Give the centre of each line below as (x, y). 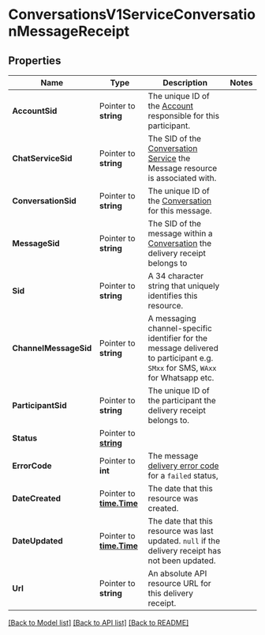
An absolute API (177, 573)
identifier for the (177, 338)
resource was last (181, 531)
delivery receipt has (185, 551)
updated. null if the (184, 541)
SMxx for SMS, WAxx (182, 368)
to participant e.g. (181, 358)
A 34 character (176, 276)
